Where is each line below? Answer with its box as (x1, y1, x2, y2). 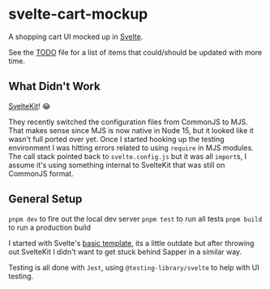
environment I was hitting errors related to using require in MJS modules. (8, 143, 254, 153)
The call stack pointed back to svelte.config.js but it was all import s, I (8, 151, 247, 161)
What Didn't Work (8, 80, 101, 93)
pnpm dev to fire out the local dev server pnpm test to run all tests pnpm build (8, 214, 263, 223)
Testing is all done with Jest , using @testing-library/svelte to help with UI (8, 262, 259, 272)
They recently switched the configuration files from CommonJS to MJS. (8, 117, 249, 127)
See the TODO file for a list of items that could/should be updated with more (8, 47, 263, 57)
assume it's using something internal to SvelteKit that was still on (8, 160, 225, 170)
